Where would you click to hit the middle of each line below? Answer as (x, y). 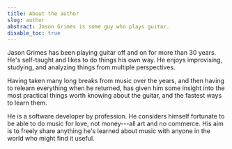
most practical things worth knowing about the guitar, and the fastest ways (115, 96)
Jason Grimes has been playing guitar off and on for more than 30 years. (112, 53)
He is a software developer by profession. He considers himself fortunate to (116, 116)
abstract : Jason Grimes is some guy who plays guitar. (88, 26)
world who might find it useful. (51, 139)
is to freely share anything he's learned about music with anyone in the (109, 131)
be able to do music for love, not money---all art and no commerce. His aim (116, 124)
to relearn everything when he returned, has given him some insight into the (116, 88)
